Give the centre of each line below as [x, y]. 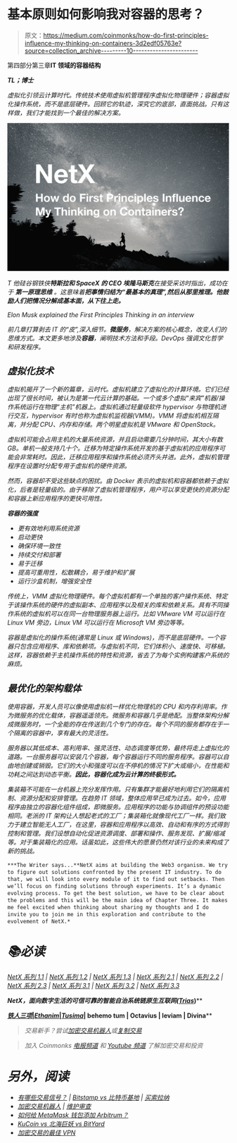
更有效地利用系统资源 [48, 528]
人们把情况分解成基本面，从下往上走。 [69, 301]
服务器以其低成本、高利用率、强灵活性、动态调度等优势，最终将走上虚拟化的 [118, 748]
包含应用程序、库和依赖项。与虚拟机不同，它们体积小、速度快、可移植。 [124, 647]
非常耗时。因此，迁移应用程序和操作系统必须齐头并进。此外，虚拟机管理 [124, 457]
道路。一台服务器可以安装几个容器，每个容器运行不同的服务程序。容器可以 [115, 757]
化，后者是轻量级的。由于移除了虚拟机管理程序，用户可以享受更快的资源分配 [118, 489]
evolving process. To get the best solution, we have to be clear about [116, 894]
